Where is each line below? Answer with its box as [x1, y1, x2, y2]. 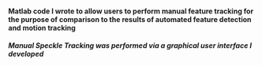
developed [8, 49, 44, 59]
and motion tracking [8, 23, 77, 32]
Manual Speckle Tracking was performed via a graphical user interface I [8, 41, 253, 50]
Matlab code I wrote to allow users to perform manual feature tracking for [8, 6, 254, 16]
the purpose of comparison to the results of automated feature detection [8, 14, 252, 24]
